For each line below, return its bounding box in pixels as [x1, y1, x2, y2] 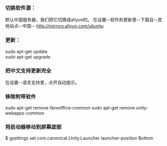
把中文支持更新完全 [5, 67, 51, 74]
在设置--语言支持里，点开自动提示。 [5, 79, 79, 85]
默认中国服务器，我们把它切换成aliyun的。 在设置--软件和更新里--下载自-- [5, 16, 158, 23]
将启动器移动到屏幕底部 [5, 123, 61, 130]
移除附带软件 [5, 93, 36, 100]
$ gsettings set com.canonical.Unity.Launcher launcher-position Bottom [5, 135, 153, 141]
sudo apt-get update [5, 48, 47, 54]
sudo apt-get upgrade [5, 53, 51, 59]
